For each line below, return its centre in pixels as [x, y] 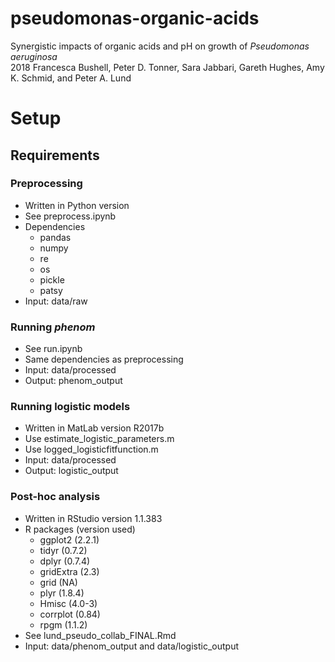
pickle [52, 279]
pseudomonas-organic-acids [135, 18]
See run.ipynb [53, 349]
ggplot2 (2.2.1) [69, 539]
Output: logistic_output [71, 471]
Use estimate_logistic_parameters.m [99, 439]
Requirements [55, 155]
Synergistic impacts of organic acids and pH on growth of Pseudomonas [160, 46]
